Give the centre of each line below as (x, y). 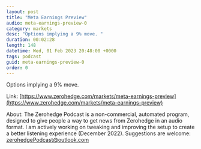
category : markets (29, 29)
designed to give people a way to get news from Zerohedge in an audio (94, 121)
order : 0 (17, 68)
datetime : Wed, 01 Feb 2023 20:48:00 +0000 (61, 51)
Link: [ (14, 96)
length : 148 (21, 46)
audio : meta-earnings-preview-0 (46, 23)
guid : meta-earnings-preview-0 (45, 62)
